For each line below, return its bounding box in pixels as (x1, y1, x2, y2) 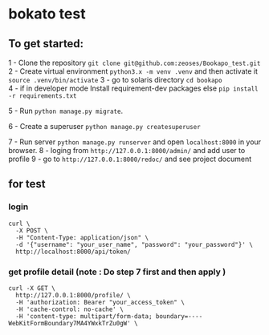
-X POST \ (15, 226, 48, 235)
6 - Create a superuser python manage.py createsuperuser (8, 122, 201, 131)
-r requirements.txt (8, 92, 78, 100)
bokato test (8, 5, 86, 23)
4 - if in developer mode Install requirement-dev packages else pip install (8, 83, 259, 93)
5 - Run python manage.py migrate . (8, 106, 123, 115)
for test (8, 177, 46, 191)
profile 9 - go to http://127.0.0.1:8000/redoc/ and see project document (8, 154, 252, 163)
